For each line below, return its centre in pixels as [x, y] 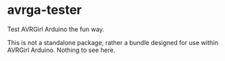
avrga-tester [45, 10]
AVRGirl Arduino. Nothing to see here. [61, 50]
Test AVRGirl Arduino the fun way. [56, 29]
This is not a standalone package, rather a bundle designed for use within [113, 42]
